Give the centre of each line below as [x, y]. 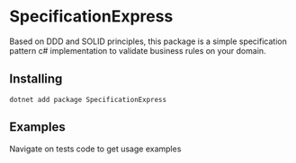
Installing [36, 79]
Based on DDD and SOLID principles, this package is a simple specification [148, 41]
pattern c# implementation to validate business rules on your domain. [138, 50]
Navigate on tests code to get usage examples [95, 149]
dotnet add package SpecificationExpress [88, 99]
